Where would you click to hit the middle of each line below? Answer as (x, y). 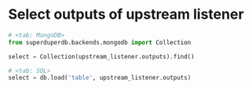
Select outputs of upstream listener (126, 14)
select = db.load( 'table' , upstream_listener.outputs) (100, 78)
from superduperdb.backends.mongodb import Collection (100, 42)
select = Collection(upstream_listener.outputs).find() (101, 56)
